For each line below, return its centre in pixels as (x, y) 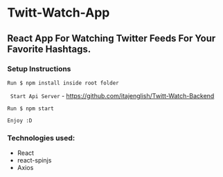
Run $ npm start (30, 109)
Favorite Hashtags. (49, 49)
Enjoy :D (20, 120)
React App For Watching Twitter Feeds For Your (111, 38)
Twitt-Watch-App (59, 13)
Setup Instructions (39, 68)
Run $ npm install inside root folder (63, 83)
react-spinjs (34, 160)
